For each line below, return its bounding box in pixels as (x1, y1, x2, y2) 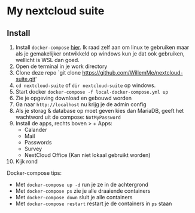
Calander (24, 126, 47, 133)
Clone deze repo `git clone (15, 69, 81, 76)
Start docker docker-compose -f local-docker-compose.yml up (15, 88, 169, 95)
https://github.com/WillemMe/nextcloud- (82, 69, 183, 76)
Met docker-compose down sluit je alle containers (15, 194, 133, 200)
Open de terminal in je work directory (15, 63, 108, 70)
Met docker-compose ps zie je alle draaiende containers (15, 187, 151, 195)
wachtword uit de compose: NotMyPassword (15, 113, 121, 121)
